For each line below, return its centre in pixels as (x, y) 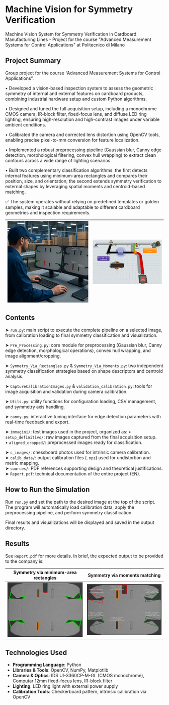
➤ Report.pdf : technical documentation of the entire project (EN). (73, 473)
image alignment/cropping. (33, 356)
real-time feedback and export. (37, 422)
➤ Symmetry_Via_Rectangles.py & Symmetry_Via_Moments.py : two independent (84, 366)
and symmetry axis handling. (35, 407)
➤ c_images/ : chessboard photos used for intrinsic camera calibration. (78, 452)
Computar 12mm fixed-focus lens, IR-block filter (62, 681)
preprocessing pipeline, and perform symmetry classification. (69, 512)
